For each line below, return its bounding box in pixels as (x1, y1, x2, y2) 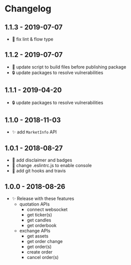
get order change (26, 238, 63, 244)
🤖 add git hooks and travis (11, 168, 66, 174)
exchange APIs (19, 228, 50, 234)
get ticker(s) (26, 212, 52, 218)
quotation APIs (19, 201, 50, 207)
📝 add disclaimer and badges (11, 157, 72, 163)
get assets (26, 233, 48, 239)
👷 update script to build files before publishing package (11, 63, 126, 70)
